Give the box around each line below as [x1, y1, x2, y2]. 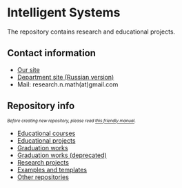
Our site [17, 65, 40, 73]
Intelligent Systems [7, 5, 121, 21]
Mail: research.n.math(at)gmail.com [17, 80, 119, 89]
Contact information [7, 47, 97, 59]
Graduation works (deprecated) [17, 151, 107, 159]
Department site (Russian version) [17, 73, 114, 81]
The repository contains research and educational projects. [7, 27, 176, 36]
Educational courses [17, 129, 76, 137]
